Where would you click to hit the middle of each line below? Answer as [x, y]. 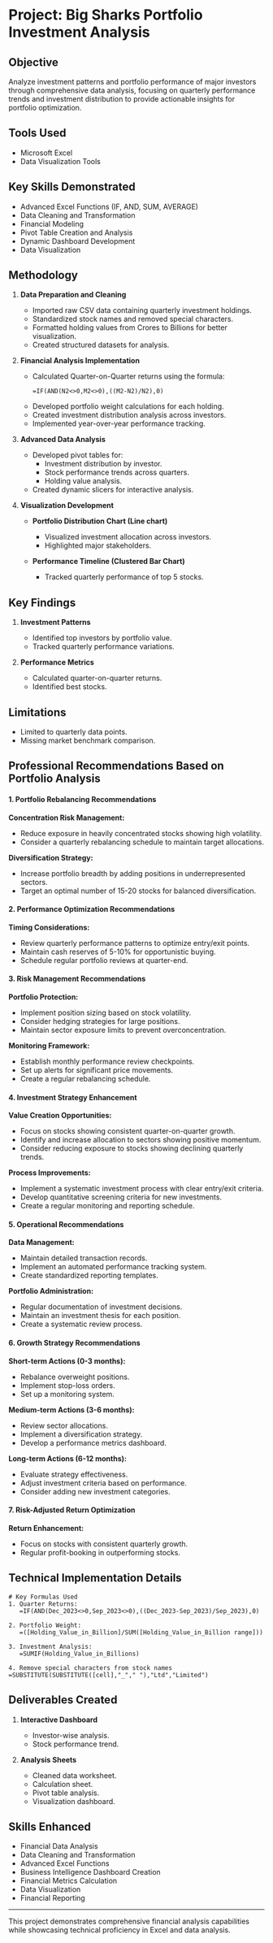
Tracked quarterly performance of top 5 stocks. [124, 577]
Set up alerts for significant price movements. [96, 1070]
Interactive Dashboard [59, 1720]
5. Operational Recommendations [66, 1224]
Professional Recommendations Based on [117, 766]
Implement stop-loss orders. [67, 1385]
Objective [34, 62]
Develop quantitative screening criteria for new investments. [121, 1197]
